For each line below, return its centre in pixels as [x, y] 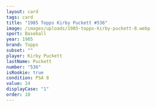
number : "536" [24, 67]
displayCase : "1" [28, 89]
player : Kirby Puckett [34, 56]
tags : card [20, 17]
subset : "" [20, 51]
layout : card [22, 12]
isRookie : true [25, 73]
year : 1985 [20, 39]
